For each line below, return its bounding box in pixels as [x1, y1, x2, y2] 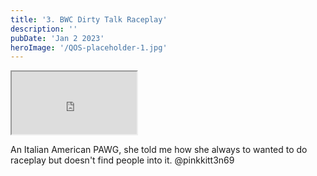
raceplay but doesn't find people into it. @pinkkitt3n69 [10, 154, 235, 166]
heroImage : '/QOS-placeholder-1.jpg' [10, 42, 168, 53]
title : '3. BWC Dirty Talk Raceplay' [10, 14, 168, 25]
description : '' [10, 24, 78, 34]
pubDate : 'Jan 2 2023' [10, 33, 105, 43]
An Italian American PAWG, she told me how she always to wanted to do [10, 144, 308, 156]
